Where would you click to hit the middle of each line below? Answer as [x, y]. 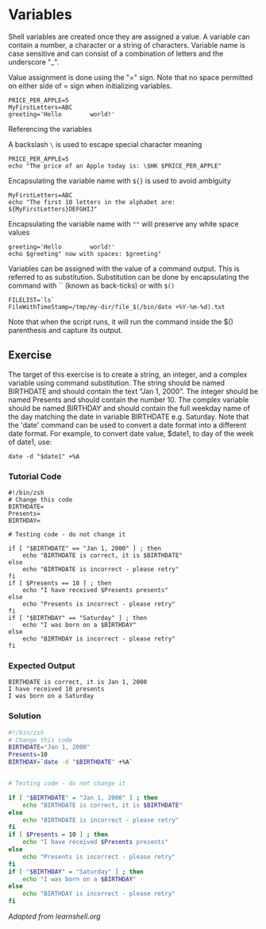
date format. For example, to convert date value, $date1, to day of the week [131, 433]
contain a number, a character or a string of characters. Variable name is [127, 45]
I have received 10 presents [56, 689]
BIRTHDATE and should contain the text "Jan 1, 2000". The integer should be [133, 391]
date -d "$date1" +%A [44, 456]
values [19, 232]
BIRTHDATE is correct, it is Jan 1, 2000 [78, 682]
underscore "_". [34, 62]
